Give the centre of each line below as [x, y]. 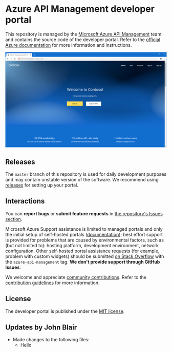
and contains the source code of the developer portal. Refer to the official [83, 40]
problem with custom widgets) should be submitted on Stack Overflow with [85, 256]
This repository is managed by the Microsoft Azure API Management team [83, 34]
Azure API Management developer [80, 9]
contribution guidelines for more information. [52, 283]
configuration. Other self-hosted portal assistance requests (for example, [82, 251]
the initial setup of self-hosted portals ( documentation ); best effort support [84, 234]
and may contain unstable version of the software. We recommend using [82, 180]
